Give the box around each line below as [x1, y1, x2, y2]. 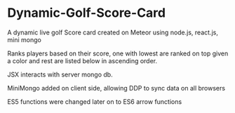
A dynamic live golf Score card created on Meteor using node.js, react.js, [7, 28, 219, 36]
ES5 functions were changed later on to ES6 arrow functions [7, 97, 182, 106]
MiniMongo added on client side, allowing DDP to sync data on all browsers [7, 84, 226, 92]
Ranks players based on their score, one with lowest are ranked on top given [7, 49, 229, 58]
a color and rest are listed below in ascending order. [7, 56, 158, 65]
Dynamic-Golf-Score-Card [7, 5, 166, 21]
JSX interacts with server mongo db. [7, 70, 114, 79]
